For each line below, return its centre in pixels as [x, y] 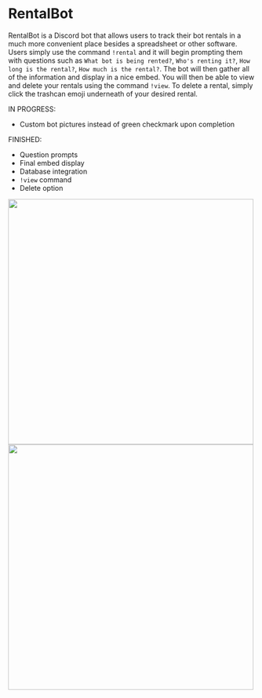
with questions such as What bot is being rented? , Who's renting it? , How [129, 60]
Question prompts [49, 155]
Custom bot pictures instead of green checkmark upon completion [127, 124]
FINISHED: [25, 139]
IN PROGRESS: [32, 109]
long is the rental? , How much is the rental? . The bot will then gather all [129, 68]
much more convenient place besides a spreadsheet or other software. [123, 43]
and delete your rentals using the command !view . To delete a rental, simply [131, 85]
